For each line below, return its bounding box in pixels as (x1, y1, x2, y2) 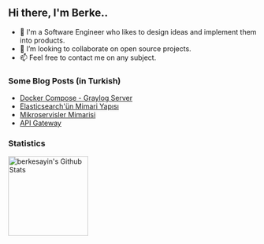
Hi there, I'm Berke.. (8, 6, 109, 20)
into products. (19, 35, 65, 45)
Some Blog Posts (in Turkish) (8, 75, 121, 86)
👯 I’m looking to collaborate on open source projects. (19, 43, 191, 54)
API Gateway (19, 118, 61, 128)
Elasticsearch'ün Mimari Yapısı (19, 102, 120, 111)
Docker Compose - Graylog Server (19, 94, 133, 103)
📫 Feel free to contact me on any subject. (19, 53, 157, 62)
